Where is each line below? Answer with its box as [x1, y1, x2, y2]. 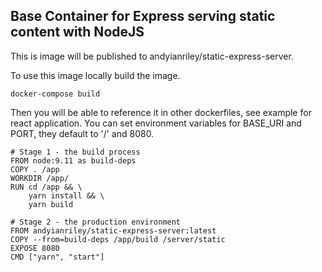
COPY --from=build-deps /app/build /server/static [10, 234, 226, 244]
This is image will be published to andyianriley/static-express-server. [10, 50, 294, 62]
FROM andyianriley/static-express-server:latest [10, 225, 217, 236]
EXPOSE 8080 [10, 243, 60, 253]
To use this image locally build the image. [10, 69, 181, 81]
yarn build [28, 199, 74, 209]
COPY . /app [10, 164, 60, 174]
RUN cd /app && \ [10, 182, 83, 192]
